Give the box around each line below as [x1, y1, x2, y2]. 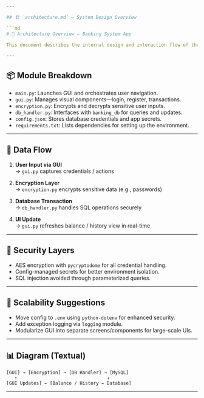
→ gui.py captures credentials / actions [15, 167, 114, 175]
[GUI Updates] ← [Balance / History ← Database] [6, 380, 132, 386]
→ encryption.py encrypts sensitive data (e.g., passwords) [15, 186, 163, 193]
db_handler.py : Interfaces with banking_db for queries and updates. [15, 109, 183, 116]
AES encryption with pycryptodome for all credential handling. [15, 261, 167, 269]
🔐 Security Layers [6, 245, 75, 255]
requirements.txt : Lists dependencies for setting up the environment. [15, 122, 189, 129]
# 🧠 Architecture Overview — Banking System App [6, 31, 132, 37]
